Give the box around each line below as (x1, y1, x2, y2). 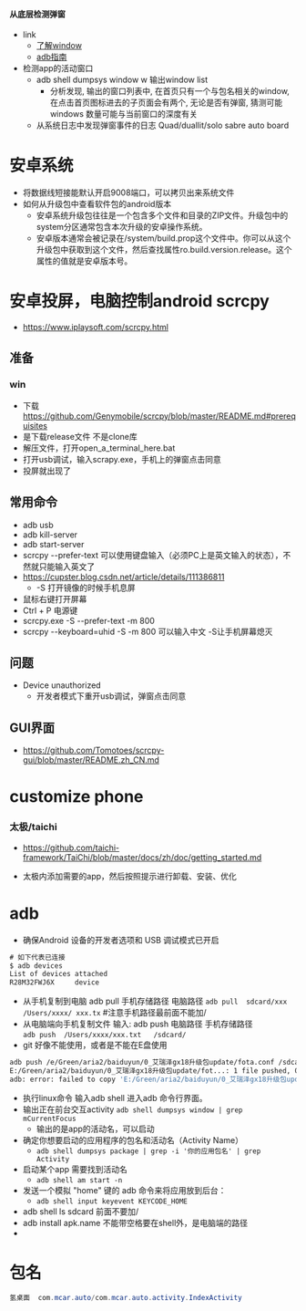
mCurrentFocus (22, 1114, 76, 1123)
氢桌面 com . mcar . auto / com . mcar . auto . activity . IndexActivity (9, 1293, 243, 1302)
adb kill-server (22, 529, 78, 540)
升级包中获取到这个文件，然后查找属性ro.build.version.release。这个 (36, 245, 293, 255)
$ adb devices (9, 961, 64, 971)
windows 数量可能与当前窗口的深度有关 (49, 109, 199, 120)
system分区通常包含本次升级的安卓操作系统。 (36, 222, 208, 233)
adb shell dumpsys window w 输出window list (36, 74, 208, 86)
